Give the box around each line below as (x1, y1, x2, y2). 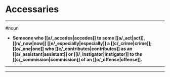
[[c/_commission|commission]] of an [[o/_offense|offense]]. (12, 56, 143, 62)
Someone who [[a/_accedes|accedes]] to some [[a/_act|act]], (12, 34, 145, 41)
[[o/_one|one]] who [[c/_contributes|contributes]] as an (12, 46, 133, 52)
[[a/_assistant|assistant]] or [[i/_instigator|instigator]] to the (12, 51, 143, 57)
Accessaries (5, 4, 59, 15)
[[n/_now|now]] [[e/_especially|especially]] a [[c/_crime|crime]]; (12, 40, 152, 46)
